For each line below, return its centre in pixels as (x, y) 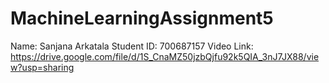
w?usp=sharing (42, 67)
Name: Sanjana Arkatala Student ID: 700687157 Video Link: (132, 46)
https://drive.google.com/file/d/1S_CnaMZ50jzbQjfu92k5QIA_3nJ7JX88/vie (165, 56)
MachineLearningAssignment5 (142, 18)
